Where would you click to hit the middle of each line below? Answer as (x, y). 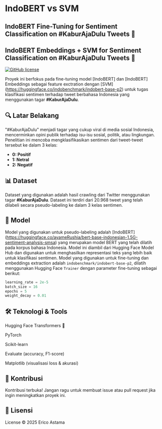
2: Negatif (22, 165)
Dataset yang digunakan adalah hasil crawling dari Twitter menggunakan (77, 195)
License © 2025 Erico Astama (35, 422)
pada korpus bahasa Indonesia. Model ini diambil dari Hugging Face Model (80, 247)
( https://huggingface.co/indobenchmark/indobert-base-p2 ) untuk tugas (77, 89)
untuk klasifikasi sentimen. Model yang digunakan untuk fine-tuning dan (77, 258)
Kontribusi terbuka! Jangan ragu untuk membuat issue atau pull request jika (80, 390)
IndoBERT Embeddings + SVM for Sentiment (73, 50)
